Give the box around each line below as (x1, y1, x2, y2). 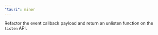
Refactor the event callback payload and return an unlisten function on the (4, 20, 154, 26)
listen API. (4, 25, 27, 31)
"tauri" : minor (4, 7, 35, 12)
